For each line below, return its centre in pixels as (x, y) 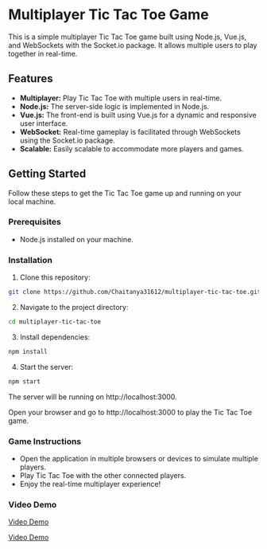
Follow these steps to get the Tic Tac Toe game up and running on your (125, 193)
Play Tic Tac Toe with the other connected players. (103, 475)
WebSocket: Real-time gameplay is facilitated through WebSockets (130, 131)
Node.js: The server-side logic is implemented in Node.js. (114, 106)
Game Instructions (45, 441)
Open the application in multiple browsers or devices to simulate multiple (139, 458)
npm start (25, 381)
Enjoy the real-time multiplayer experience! (90, 484)
